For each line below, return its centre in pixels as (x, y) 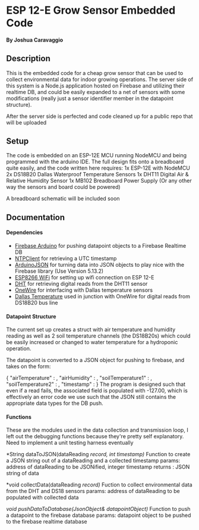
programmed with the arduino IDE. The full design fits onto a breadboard (95, 162)
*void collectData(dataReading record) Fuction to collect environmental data (99, 485)
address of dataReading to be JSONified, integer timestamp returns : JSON (98, 467)
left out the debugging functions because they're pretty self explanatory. (95, 437)
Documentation (36, 217)
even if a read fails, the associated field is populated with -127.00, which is (97, 391)
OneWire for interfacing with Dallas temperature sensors (84, 290)
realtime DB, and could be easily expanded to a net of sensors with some (96, 92)
